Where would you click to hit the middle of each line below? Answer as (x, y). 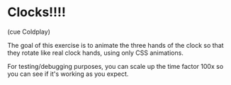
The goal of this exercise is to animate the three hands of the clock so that (116, 45)
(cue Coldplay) (29, 32)
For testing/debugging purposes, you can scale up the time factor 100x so (115, 66)
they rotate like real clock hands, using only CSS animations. (96, 53)
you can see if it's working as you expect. (68, 74)
